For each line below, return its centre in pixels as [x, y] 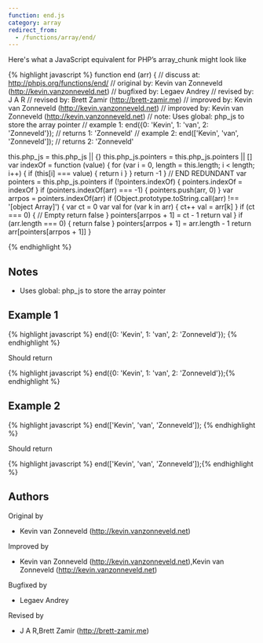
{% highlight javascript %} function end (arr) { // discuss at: [104, 75]
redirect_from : [33, 30]
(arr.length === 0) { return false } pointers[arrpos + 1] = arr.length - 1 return [130, 224]
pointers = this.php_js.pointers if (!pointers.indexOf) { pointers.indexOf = [126, 182]
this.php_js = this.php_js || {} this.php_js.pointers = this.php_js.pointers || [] [130, 157]
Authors [29, 497]
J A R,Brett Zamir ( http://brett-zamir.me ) [84, 630]
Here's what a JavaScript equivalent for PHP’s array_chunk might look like [128, 60]
